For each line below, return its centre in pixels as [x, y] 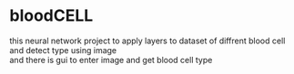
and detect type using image [63, 50]
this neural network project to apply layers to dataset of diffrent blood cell [147, 41]
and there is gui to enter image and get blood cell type [111, 60]
